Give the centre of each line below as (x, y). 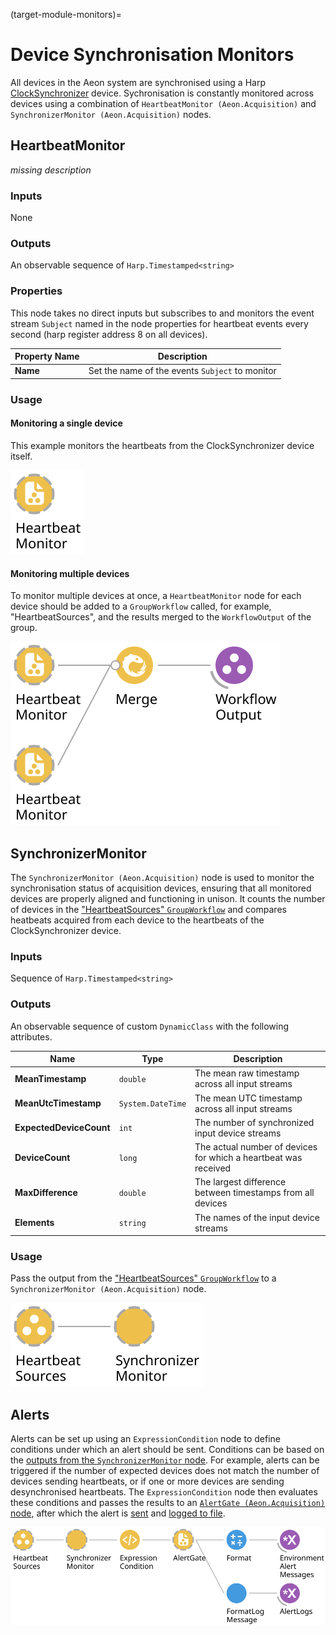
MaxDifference (46, 1193)
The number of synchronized (254, 1122)
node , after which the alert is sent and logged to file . (118, 1513)
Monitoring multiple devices (70, 573)
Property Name (47, 356)
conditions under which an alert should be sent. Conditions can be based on (167, 1450)
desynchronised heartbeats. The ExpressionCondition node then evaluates (164, 1492)
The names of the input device (257, 1217)
